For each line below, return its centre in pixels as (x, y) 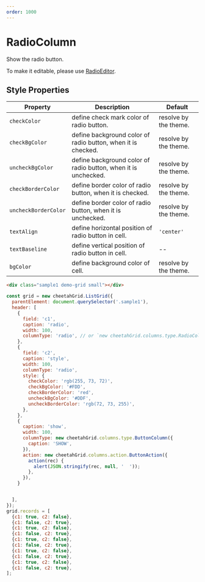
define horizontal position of (112, 228)
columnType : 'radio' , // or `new (65, 336)
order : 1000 (21, 12)
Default (177, 107)
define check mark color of (110, 118)
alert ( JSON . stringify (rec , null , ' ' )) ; (87, 466)
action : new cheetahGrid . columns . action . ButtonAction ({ (95, 455)
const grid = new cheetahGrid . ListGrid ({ (60, 296)
